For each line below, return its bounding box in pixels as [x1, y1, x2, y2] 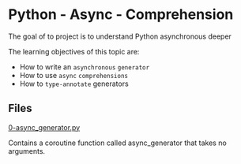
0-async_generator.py [8, 122, 81, 132]
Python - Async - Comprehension [8, 6, 234, 24]
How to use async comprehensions [19, 70, 129, 80]
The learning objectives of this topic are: [8, 47, 140, 56]
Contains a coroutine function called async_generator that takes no [8, 138, 227, 147]
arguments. [8, 146, 46, 155]
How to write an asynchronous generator [19, 61, 150, 72]
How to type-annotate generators [19, 79, 129, 88]
